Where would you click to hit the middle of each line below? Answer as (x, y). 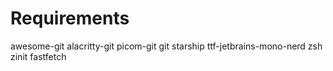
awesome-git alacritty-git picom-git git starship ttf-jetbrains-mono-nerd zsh (166, 46)
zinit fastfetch (38, 56)
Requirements (70, 18)
